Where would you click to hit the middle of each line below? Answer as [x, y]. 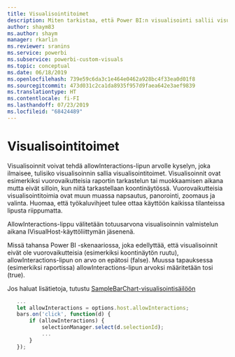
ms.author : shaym [33, 33]
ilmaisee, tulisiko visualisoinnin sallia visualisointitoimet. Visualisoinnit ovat [114, 173]
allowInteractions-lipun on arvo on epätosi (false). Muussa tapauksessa [110, 260]
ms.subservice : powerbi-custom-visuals [65, 60]
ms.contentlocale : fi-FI [43, 99]
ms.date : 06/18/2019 [37, 72]
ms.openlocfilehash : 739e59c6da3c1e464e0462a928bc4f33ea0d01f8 [101, 79]
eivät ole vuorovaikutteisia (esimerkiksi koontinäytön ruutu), [93, 252]
